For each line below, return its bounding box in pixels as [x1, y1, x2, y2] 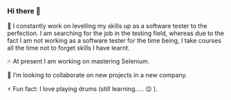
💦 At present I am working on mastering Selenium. [7, 57, 150, 66]
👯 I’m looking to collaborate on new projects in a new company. [7, 71, 188, 79]
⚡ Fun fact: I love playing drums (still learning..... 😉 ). [7, 85, 158, 93]
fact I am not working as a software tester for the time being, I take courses [7, 37, 221, 45]
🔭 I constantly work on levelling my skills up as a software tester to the [7, 22, 207, 30]
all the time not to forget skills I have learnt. [7, 44, 130, 52]
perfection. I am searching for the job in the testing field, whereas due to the [7, 29, 225, 37]
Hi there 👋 [7, 6, 41, 16]
